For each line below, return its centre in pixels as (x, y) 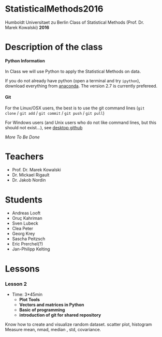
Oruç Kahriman (27, 218)
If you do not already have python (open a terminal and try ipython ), (73, 81)
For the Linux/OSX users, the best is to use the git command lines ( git (75, 108)
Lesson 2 (16, 284)
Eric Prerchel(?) (28, 244)
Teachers (24, 156)
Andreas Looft (26, 213)
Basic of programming (42, 310)
